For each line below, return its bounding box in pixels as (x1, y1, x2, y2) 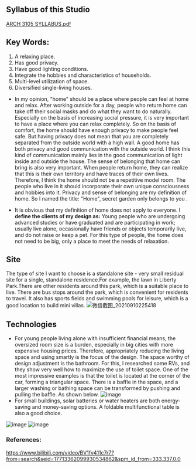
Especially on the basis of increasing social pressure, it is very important (14, 114, 189, 121)
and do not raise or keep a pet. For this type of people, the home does (14, 231, 184, 238)
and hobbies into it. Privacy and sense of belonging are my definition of (14, 189, 187, 196)
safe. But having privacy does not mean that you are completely (14, 133, 169, 140)
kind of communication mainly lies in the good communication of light (14, 151, 183, 158)
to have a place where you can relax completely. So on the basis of (14, 120, 177, 127)
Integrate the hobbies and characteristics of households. (14, 72, 152, 79)
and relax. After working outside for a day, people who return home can (14, 101, 187, 108)
